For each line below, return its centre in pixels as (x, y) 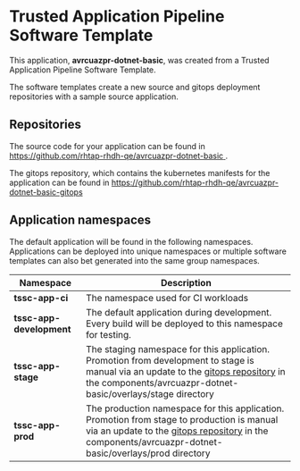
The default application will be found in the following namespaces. (131, 241)
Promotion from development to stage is (170, 360)
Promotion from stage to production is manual (182, 419)
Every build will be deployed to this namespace (185, 324)
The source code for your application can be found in (107, 146)
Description (186, 282)
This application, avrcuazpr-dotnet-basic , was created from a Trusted (139, 60)
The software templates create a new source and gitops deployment (135, 87)
